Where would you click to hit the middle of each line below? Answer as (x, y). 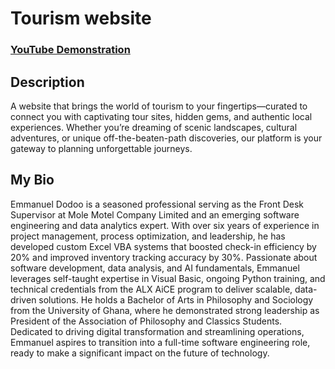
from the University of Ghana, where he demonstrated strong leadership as (165, 310)
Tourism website (81, 18)
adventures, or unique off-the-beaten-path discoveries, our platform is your (166, 138)
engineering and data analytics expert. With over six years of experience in (165, 225)
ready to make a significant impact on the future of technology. (140, 353)
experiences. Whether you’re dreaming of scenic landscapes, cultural (154, 127)
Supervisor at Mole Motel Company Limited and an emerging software (155, 214)
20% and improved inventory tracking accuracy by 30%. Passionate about (164, 257)
